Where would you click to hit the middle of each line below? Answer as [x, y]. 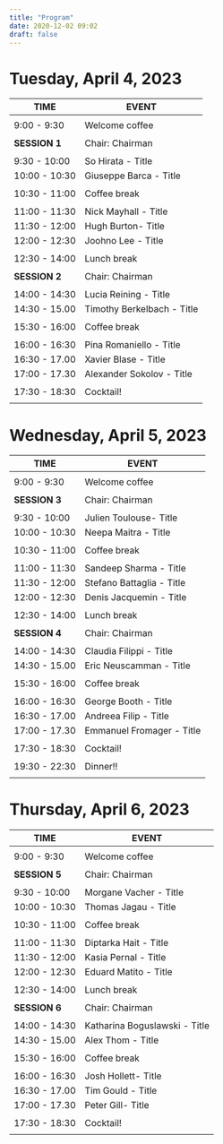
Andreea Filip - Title [127, 716]
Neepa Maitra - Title [128, 532]
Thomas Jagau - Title [130, 907]
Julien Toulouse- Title [131, 518]
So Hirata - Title [119, 161]
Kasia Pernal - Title [125, 958]
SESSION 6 [38, 1008]
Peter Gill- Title [117, 1105]
